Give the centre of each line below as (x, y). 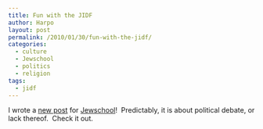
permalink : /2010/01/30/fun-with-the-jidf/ (80, 37)
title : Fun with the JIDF (50, 15)
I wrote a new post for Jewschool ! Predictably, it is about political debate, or (131, 110)
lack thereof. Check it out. (51, 119)
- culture (31, 52)
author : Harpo (31, 23)
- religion (33, 73)
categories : (27, 45)
